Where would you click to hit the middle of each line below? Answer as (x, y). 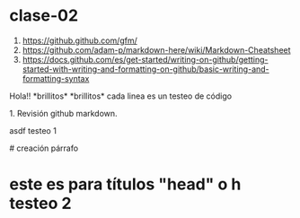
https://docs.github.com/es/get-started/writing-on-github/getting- (145, 59)
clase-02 (44, 16)
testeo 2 (40, 204)
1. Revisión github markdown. (64, 113)
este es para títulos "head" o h (125, 184)
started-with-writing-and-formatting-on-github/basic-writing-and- (146, 69)
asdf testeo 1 (33, 130)
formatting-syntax (56, 78)
